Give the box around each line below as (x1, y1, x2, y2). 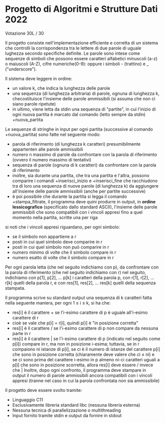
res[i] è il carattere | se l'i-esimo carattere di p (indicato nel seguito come (12, 336, 161, 342)
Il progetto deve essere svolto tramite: (5, 387, 82, 393)
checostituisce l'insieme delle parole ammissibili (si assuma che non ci (12, 95, 156, 102)
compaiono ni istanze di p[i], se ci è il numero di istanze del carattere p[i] (12, 346, 161, 352)
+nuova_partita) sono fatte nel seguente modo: (5, 131, 101, 137)
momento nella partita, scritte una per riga (12, 214, 98, 220)
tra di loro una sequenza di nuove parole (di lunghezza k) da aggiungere (12, 183, 159, 189)
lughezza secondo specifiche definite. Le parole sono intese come (5, 50, 140, 56)
